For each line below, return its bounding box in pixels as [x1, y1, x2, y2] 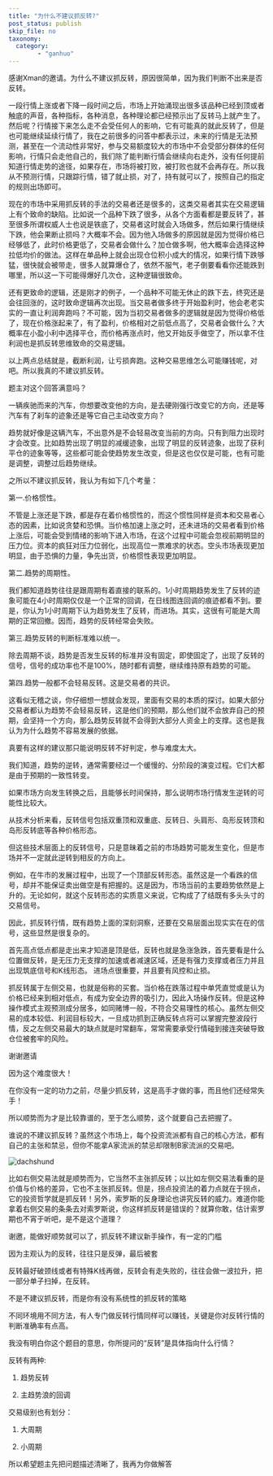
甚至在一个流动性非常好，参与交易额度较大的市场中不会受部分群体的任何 [22, 142, 265, 150]
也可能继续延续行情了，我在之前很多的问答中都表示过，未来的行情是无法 [8, 131, 250, 141]
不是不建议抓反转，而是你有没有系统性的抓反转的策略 [8, 1294, 187, 1303]
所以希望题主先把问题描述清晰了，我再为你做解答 [8, 1459, 172, 1469]
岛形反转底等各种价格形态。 [8, 825, 102, 834]
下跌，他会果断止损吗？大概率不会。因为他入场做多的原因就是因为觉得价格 [8, 229, 258, 239]
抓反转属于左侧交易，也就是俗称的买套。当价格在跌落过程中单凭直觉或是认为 [8, 983, 265, 992]
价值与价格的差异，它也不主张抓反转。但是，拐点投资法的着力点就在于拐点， [8, 1184, 265, 1193]
